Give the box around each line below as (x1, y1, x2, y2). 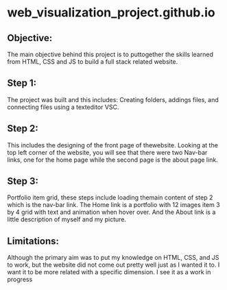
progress (7, 276, 33, 284)
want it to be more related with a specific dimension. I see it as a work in (7, 268, 211, 276)
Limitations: (7, 235, 60, 247)
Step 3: (7, 176, 39, 187)
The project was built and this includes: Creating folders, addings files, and (7, 95, 219, 104)
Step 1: (7, 77, 37, 89)
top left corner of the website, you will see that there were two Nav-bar (7, 148, 208, 156)
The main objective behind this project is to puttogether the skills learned (7, 50, 214, 58)
